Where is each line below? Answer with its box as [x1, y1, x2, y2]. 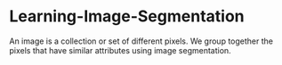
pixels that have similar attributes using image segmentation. [9, 45, 231, 55]
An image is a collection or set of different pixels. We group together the [9, 36, 274, 46]
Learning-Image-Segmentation [9, 6, 245, 27]
